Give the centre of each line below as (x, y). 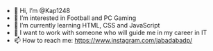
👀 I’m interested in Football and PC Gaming (75, 18)
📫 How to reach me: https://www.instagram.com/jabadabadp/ (103, 40)
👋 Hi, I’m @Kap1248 (42, 11)
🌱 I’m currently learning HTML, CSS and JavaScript (87, 25)
